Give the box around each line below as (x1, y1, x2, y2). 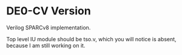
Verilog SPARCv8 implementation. (6, 24, 91, 31)
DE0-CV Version (6, 4, 91, 18)
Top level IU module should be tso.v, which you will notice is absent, (6, 35, 177, 42)
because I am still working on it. (6, 42, 86, 49)
